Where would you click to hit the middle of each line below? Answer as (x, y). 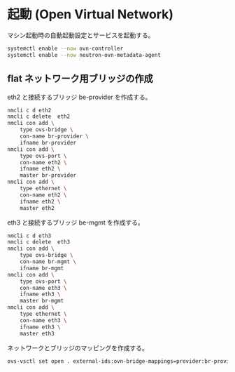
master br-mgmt (42, 301)
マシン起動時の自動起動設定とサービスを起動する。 (81, 35)
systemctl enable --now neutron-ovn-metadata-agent (84, 55)
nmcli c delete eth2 (39, 117)
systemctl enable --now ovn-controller (65, 48)
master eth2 (37, 208)
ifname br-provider (48, 142)
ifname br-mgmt (42, 268)
